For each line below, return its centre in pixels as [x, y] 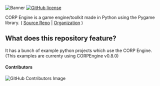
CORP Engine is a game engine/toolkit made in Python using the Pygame [80, 17]
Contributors [19, 67]
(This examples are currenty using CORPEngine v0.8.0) [62, 55]
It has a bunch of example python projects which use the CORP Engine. [79, 50]
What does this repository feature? [61, 38]
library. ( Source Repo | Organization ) [44, 23]
